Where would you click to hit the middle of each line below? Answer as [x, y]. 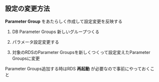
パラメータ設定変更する [35, 42]
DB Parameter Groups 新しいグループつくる [56, 32]
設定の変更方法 [27, 9]
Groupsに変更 [26, 58]
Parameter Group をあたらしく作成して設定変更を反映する [64, 21]
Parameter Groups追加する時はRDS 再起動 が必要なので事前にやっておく [78, 68]
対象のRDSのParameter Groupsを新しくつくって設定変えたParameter [81, 52]
